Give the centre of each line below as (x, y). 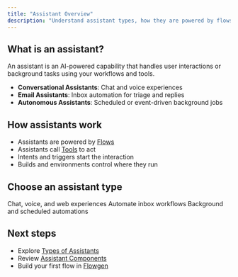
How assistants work (55, 125)
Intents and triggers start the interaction (76, 157)
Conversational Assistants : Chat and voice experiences (100, 87)
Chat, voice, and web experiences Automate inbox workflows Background (115, 203)
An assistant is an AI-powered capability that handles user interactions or (114, 66)
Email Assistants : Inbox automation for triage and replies (101, 95)
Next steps (32, 233)
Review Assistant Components (62, 258)
